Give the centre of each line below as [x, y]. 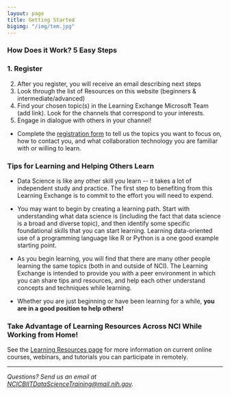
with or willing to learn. [49, 148]
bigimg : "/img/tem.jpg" [41, 26]
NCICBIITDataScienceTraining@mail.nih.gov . [70, 384]
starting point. [37, 245]
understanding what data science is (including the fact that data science [119, 216]
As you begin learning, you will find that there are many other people [114, 258]
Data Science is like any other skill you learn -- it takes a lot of [104, 181]
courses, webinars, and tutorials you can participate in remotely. [98, 357]
